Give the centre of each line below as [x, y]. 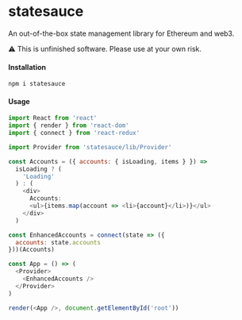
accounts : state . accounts [58, 242]
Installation [27, 67]
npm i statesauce [37, 84]
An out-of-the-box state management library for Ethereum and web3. [121, 33]
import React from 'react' [53, 118]
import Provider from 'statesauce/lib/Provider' [90, 147]
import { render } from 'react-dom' [69, 125]
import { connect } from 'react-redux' [74, 133]
